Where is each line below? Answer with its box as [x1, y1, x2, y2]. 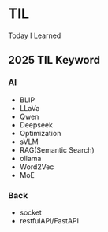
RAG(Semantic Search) [19, 145, 95, 154]
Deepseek [19, 120, 54, 130]
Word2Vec [19, 162, 54, 171]
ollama [19, 153, 42, 163]
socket [19, 208, 42, 217]
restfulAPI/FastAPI [19, 215, 79, 225]
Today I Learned [8, 31, 61, 40]
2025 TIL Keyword [8, 53, 101, 67]
